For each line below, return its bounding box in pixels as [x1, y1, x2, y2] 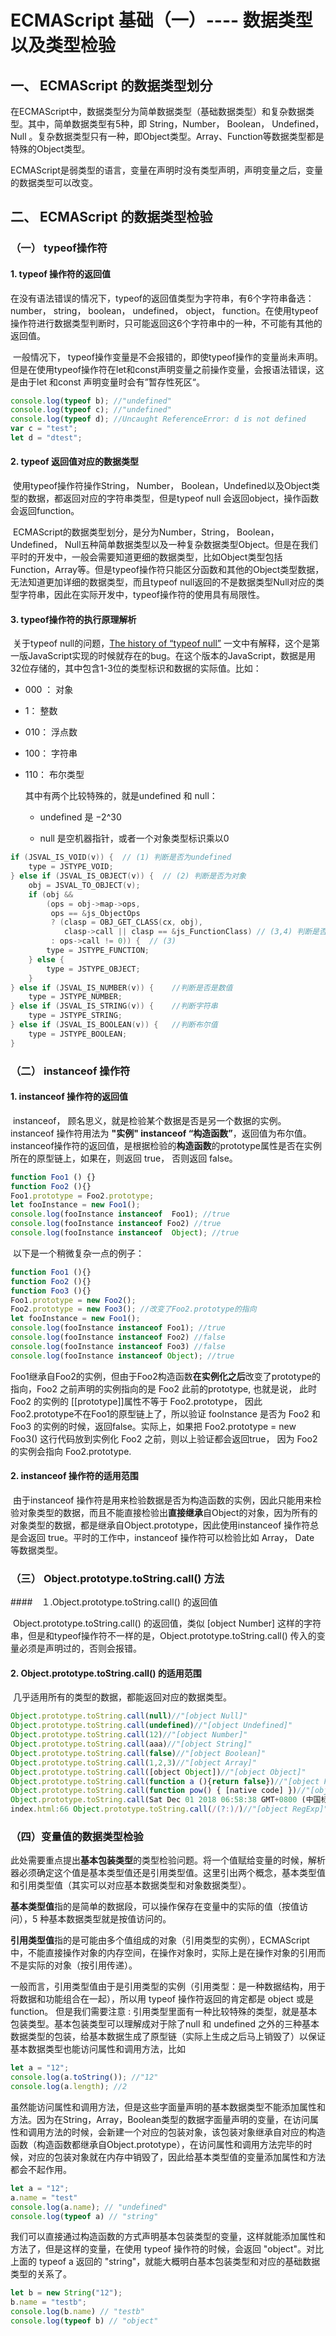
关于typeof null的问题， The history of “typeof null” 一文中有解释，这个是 [12, 637, 312, 650]
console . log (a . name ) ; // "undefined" [10, 2202, 168, 2212]
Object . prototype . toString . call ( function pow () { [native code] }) [10, 1786, 298, 1796]
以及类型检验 [10, 34, 117, 57]
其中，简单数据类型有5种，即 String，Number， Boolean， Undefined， [27, 118, 325, 130]
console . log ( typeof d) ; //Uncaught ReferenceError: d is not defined [10, 414, 307, 425]
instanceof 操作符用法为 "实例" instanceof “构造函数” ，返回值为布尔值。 [10, 1127, 312, 1139]
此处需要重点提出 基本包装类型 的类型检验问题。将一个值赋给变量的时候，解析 [10, 1854, 326, 1866]
